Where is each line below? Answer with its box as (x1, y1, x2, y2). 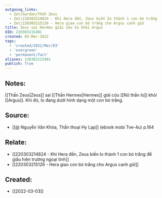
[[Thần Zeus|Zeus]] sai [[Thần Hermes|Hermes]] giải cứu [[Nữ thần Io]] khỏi (5, 92, 157, 98)
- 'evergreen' (9, 48, 38, 52)
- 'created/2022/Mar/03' (9, 43, 60, 48)
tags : (5, 39, 16, 44)
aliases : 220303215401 (5, 57, 51, 62)
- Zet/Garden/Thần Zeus (9, 12, 57, 16)
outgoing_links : (5, 7, 38, 12)
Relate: (5, 138, 27, 147)
